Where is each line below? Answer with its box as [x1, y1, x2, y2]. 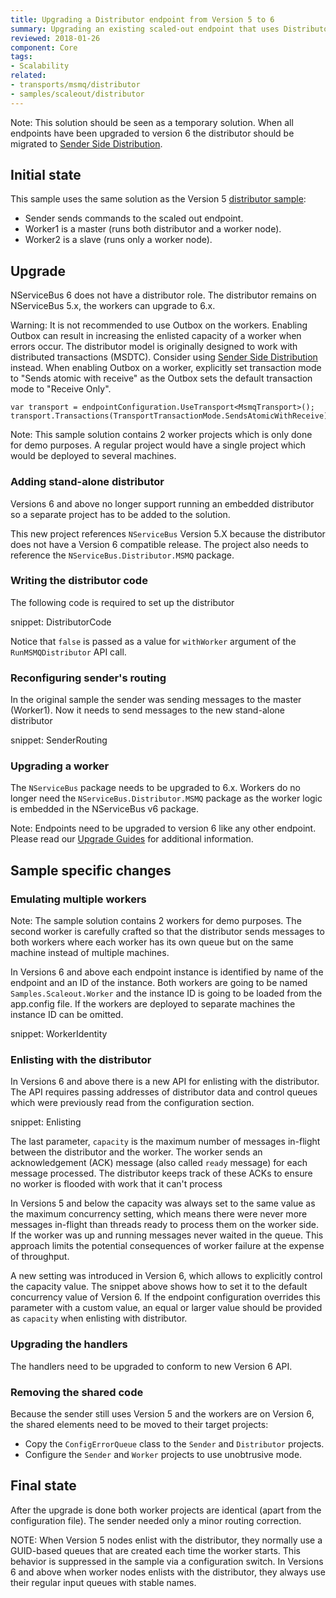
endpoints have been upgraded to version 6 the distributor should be [10, 127, 295, 139]
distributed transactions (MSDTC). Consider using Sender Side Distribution [10, 351, 318, 363]
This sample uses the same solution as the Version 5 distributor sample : [10, 193, 307, 205]
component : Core [10, 42, 78, 53]
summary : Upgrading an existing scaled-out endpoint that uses [10, 24, 280, 34]
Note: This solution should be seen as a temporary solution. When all [10, 116, 294, 128]
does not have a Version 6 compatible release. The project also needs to [10, 538, 309, 550]
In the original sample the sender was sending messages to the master [10, 694, 302, 706]
